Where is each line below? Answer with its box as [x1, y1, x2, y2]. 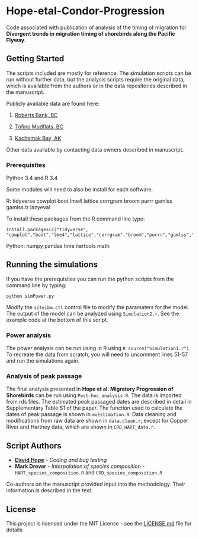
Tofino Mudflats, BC [14, 123, 64, 130]
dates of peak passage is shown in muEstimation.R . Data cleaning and [6, 411, 176, 418]
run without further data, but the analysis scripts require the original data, [6, 75, 185, 83]
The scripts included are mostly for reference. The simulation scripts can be [6, 70, 191, 77]
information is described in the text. [6, 487, 93, 494]
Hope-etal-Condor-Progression [6, 4, 165, 18]
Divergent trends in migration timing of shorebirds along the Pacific [6, 30, 176, 37]
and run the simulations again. [6, 357, 80, 364]
